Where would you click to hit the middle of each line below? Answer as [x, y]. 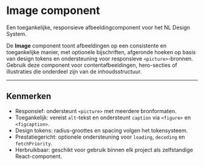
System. [17, 33]
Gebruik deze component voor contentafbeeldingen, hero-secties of [92, 65]
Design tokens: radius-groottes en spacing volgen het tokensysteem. [101, 130]
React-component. [39, 156]
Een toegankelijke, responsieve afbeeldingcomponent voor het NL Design [98, 27]
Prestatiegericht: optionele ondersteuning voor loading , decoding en [100, 137]
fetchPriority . [34, 143]
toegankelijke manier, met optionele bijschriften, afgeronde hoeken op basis [101, 52]
